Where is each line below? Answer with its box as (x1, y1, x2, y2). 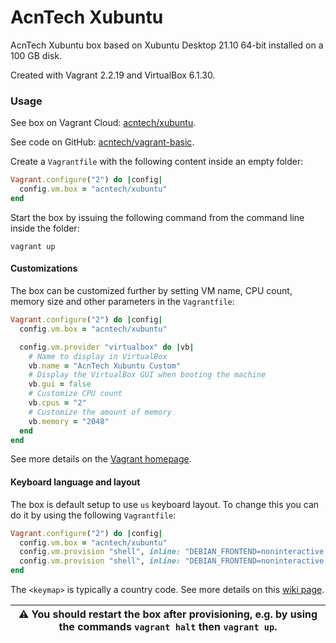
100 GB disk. (10, 49, 62, 61)
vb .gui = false (28, 379, 92, 390)
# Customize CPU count (28, 389, 123, 399)
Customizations (10, 262, 78, 275)
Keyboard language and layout (10, 476, 141, 488)
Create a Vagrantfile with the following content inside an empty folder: (10, 156, 304, 168)
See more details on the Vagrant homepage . (10, 453, 192, 465)
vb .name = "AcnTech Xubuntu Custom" (28, 361, 182, 371)
